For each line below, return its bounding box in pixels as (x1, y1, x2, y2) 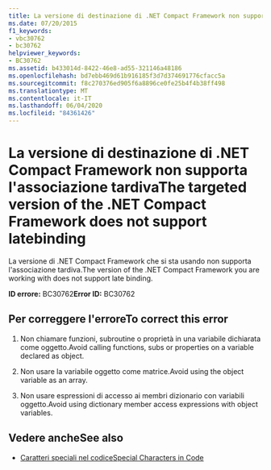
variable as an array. (19, 375, 89, 385)
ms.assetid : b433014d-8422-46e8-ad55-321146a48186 (8, 64, 182, 73)
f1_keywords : (8, 27, 52, 35)
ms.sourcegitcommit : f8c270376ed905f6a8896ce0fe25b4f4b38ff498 (8, 79, 226, 87)
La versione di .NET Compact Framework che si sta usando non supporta (8, 256, 252, 266)
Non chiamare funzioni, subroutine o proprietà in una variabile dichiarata (19, 334, 261, 343)
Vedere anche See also (8, 431, 123, 445)
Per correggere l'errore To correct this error (8, 312, 228, 327)
